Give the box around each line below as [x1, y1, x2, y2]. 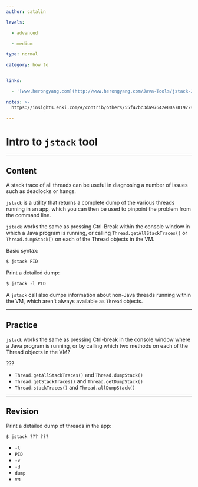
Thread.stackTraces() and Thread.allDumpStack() [14, 384, 136, 391]
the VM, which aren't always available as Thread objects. [6, 298, 143, 305]
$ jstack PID [6, 259, 38, 264]
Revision [6, 407, 39, 417]
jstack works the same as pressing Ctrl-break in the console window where [6, 336, 190, 343]
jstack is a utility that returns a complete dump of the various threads [6, 199, 175, 207]
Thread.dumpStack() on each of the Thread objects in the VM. [6, 236, 155, 243]
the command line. [6, 212, 51, 219]
